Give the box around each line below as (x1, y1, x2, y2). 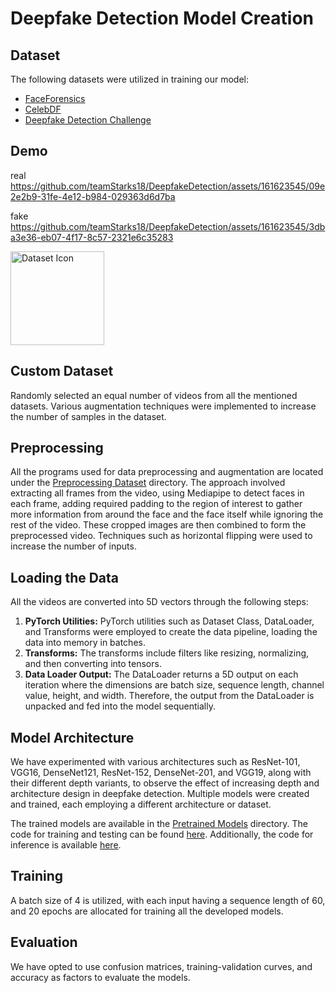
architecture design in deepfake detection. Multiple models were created (10, 788, 310, 800)
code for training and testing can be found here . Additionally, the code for (10, 828, 314, 841)
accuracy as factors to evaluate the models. (10, 971, 191, 983)
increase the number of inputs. (10, 540, 137, 552)
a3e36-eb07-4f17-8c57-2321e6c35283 (10, 231, 174, 243)
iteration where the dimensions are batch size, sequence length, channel (24, 679, 325, 691)
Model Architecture (10, 729, 135, 746)
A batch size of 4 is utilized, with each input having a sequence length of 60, (10, 894, 326, 906)
